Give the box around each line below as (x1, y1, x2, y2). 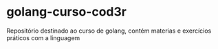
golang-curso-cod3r (6, 4, 127, 20)
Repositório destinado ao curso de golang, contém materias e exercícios (6, 27, 212, 35)
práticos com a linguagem (6, 33, 80, 42)
